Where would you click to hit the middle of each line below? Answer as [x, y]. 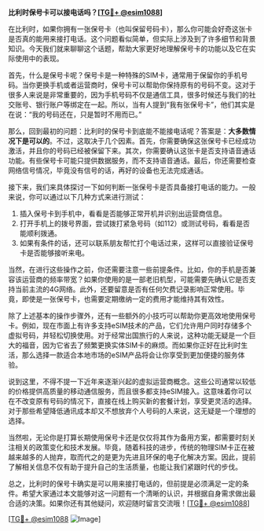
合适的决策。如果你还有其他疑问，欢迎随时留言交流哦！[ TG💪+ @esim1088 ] [129, 503]
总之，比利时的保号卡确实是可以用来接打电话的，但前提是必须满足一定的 [125, 483]
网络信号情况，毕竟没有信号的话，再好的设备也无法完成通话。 [108, 170]
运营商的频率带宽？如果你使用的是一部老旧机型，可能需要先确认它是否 [135, 279]
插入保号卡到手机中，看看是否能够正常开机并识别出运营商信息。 [123, 214]
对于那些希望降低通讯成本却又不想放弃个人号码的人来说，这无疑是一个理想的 [132, 411]
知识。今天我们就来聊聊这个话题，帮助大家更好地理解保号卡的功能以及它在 [128, 49]
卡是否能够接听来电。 [54, 253]
